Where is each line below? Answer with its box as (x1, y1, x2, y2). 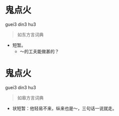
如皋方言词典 (17, 95, 44, 101)
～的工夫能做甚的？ (19, 48, 59, 54)
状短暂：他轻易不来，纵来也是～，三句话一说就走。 (12, 105, 117, 111)
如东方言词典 (17, 31, 44, 37)
